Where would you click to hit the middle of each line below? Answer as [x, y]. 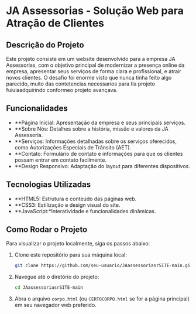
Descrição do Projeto [45, 45]
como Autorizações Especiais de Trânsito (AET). [73, 147]
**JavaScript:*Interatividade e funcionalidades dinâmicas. [85, 211]
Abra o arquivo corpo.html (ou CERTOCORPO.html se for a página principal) [102, 299]
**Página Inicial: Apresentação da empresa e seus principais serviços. [100, 122]
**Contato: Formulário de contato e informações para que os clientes [99, 153]
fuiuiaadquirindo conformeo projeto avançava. [62, 90]
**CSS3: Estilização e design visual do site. [67, 205]
